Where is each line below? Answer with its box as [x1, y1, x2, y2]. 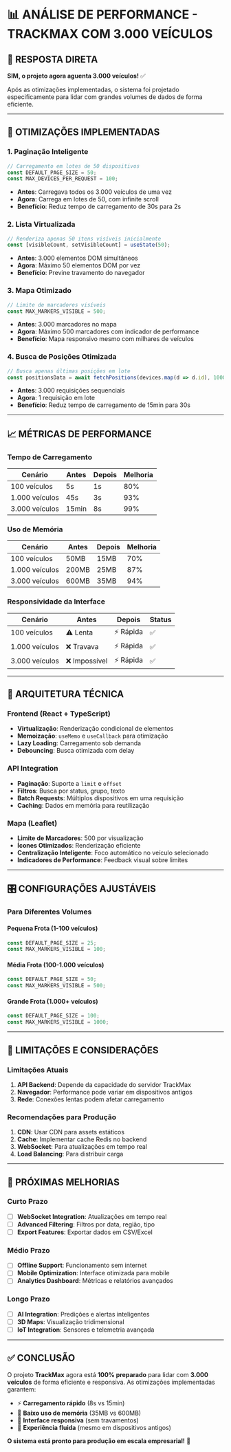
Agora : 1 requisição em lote [16, 394, 95, 402]
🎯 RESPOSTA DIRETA [7, 54, 98, 65]
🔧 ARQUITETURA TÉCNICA [7, 688, 124, 700]
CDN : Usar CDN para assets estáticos [16, 1128, 125, 1136]
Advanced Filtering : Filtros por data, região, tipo [16, 1220, 155, 1229]
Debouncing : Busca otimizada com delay [16, 747, 135, 755]
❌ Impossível [65, 656, 108, 665]
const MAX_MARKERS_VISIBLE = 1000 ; [7, 1019, 109, 1026]
